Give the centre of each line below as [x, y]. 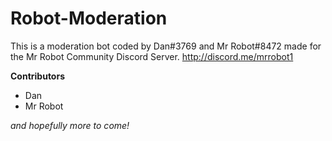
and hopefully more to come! [70, 125]
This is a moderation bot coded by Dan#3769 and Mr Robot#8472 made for [166, 46]
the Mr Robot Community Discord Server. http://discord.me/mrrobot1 [152, 56]
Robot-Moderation [89, 18]
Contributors [38, 76]
